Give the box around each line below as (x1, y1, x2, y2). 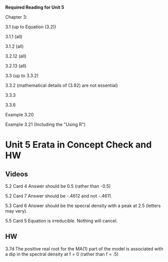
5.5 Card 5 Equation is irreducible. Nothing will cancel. (5, 218, 118, 224)
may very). (5, 208, 28, 214)
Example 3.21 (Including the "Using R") (5, 121, 86, 127)
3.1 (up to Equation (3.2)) (5, 24, 57, 30)
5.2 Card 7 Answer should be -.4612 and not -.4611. (5, 193, 113, 199)
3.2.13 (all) (5, 63, 27, 69)
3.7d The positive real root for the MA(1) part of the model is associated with (5, 245, 163, 251)
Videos (5, 170, 28, 178)
